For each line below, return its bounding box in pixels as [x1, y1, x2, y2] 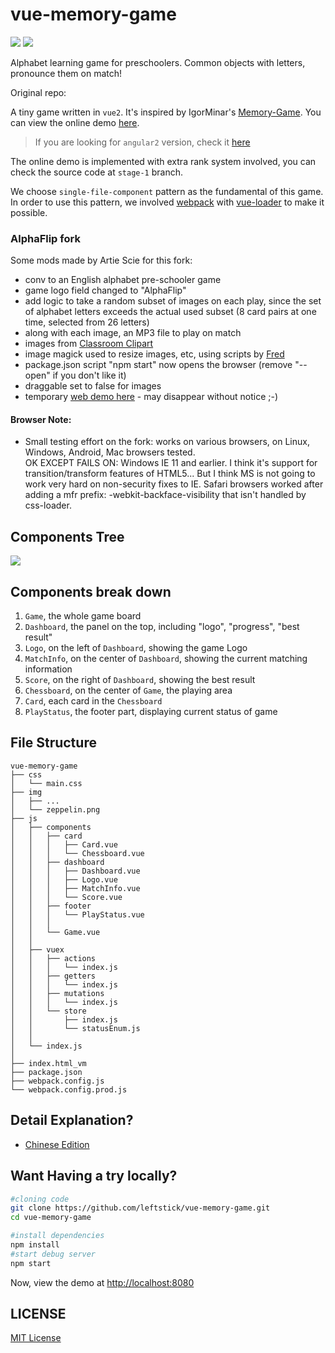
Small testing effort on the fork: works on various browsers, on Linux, [24, 436, 310, 448]
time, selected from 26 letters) [24, 316, 150, 328]
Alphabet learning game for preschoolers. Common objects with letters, [10, 56, 306, 68]
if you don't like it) [52, 369, 127, 382]
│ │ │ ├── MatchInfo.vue [10, 883, 141, 893]
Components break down [10, 583, 172, 600]
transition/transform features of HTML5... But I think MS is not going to [24, 468, 316, 480]
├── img [10, 787, 43, 797]
